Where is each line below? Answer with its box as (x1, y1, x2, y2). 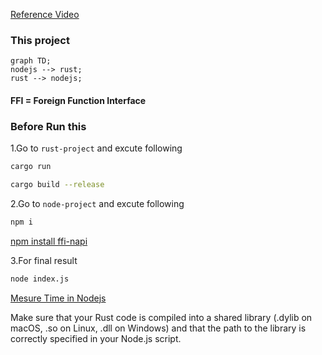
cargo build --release (10, 180, 105, 190)
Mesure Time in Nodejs (10, 292, 107, 304)
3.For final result (10, 254, 78, 266)
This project (10, 33, 70, 47)
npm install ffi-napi (10, 235, 88, 247)
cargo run (10, 162, 52, 172)
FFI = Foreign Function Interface (10, 94, 147, 106)
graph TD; (10, 56, 52, 66)
